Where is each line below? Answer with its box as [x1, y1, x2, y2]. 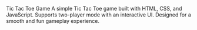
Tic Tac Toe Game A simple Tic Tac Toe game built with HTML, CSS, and [6, 5, 182, 12]
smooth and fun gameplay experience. [6, 18, 100, 24]
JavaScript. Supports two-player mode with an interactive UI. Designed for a [6, 11, 191, 18]
